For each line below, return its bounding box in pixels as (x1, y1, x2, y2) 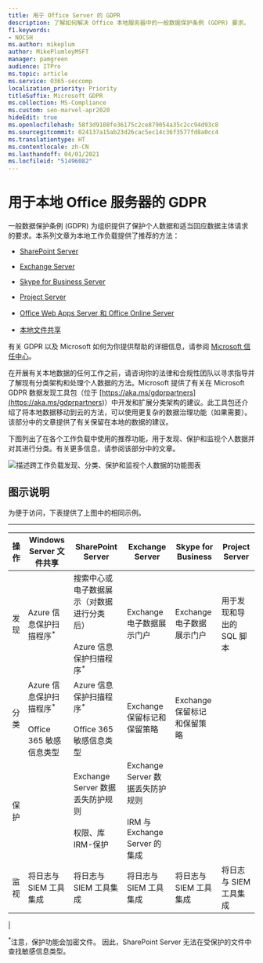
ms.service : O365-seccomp (8, 77, 92, 85)
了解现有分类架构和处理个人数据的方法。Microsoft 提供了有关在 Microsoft (8, 378, 245, 388)
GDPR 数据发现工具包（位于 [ (8, 388, 103, 397)
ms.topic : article (8, 70, 68, 78)
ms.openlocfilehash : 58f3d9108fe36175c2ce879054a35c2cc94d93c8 (8, 121, 219, 129)
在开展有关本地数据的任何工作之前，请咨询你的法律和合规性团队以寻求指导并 (8, 368, 255, 378)
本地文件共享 (19, 325, 61, 334)
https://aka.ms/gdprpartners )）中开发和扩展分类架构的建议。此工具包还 (10, 398, 242, 407)
